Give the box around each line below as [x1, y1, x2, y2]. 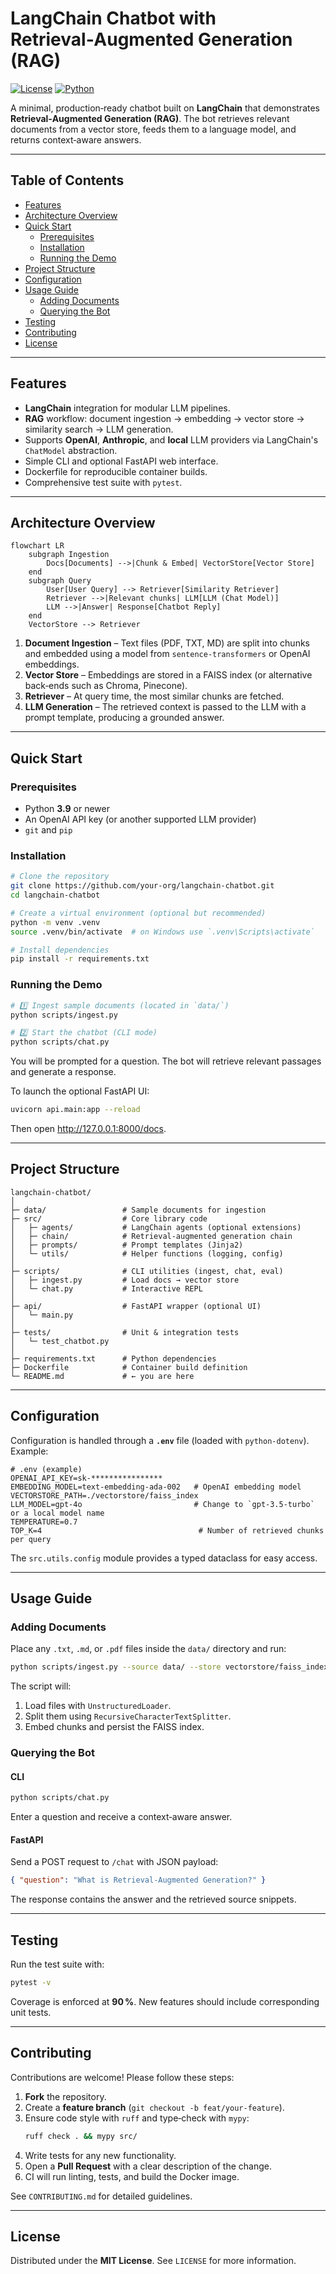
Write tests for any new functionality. [24, 2149, 177, 2161]
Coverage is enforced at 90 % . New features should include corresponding [10, 1995, 320, 2007]
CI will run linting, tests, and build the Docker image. [24, 2170, 240, 2182]
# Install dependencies [10, 945, 110, 955]
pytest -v [10, 1978, 52, 1988]
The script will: [10, 1680, 72, 1692]
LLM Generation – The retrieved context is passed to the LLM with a [24, 701, 307, 713]
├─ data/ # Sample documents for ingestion [10, 1205, 267, 1215]
